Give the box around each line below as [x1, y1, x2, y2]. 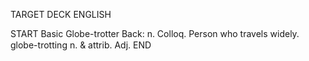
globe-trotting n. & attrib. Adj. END [10, 39, 152, 51]
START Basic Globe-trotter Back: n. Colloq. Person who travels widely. [10, 28, 300, 39]
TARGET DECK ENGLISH [10, 9, 112, 20]
